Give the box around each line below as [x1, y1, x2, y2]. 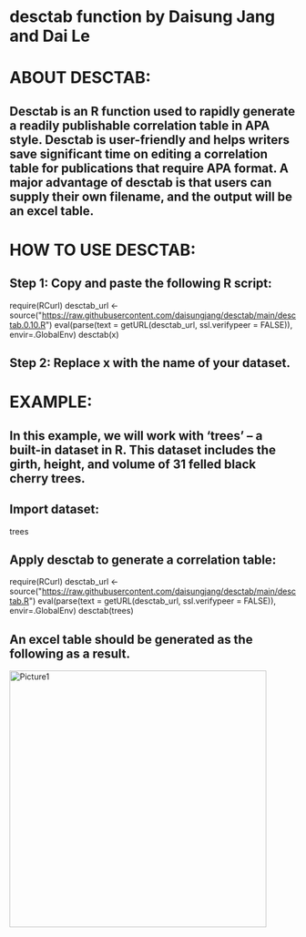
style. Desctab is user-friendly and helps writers [9, 132, 290, 148]
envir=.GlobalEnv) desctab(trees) [9, 606, 134, 616]
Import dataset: [9, 502, 100, 517]
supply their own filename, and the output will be [9, 188, 293, 204]
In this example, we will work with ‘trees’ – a [9, 428, 263, 443]
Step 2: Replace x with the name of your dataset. [9, 355, 291, 371]
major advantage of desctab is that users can [9, 175, 272, 190]
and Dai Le [9, 25, 91, 46]
